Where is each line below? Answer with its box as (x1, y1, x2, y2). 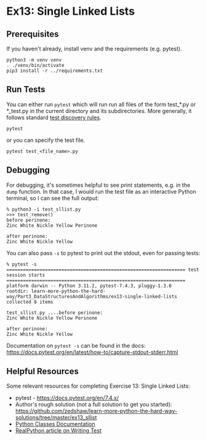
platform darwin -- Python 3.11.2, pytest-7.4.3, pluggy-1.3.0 (6, 283, 172, 289)
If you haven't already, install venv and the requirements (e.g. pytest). (6, 45, 183, 52)
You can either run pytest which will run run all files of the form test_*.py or (6, 100, 196, 108)
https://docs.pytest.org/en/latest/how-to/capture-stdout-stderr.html (6, 348, 178, 356)
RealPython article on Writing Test (15, 427, 101, 434)
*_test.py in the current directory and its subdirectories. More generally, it (6, 107, 192, 114)
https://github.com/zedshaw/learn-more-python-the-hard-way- (15, 407, 177, 415)
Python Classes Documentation (15, 420, 95, 428)
